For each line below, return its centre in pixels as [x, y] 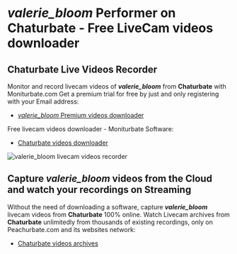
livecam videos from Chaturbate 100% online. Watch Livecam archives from [118, 214]
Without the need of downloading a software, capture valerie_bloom [108, 206]
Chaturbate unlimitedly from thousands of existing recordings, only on [110, 222]
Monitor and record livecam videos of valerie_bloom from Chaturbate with [117, 86]
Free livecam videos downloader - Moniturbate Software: [91, 129]
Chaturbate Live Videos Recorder [82, 69]
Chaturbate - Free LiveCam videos [110, 28]
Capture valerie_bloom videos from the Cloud [110, 179]
